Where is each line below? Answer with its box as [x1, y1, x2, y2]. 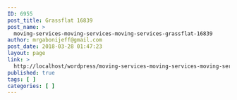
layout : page [7, 50, 46, 57]
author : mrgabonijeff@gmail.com [7, 37, 102, 44]
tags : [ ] [7, 75, 37, 83]
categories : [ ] [7, 82, 55, 89]
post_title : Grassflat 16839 [7, 17, 93, 24]
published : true [7, 69, 55, 76]
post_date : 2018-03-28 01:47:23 [7, 43, 102, 50]
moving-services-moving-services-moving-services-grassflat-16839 [13, 30, 213, 37]
